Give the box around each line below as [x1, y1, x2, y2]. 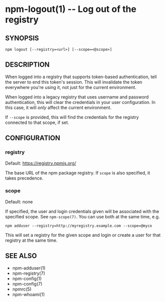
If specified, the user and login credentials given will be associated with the [5, 208, 160, 214]
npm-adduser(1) [12, 265, 46, 271]
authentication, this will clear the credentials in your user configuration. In [5, 99, 156, 105]
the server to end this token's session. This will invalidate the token [5, 79, 143, 85]
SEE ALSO [5, 252, 37, 260]
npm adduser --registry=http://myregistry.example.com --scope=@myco [5, 223, 153, 228]
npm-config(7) [12, 281, 43, 287]
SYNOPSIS [5, 34, 39, 42]
